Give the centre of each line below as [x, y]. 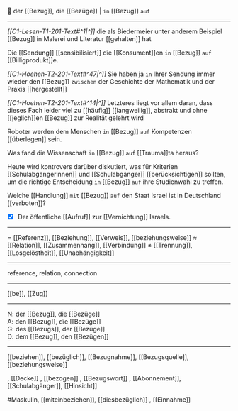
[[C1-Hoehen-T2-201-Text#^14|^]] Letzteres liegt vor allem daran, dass [110, 103]
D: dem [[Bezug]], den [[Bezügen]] [58, 336]
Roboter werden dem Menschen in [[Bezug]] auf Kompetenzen [100, 132]
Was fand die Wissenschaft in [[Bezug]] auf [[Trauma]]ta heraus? [103, 153]
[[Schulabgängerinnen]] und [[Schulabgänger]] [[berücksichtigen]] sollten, [117, 174]
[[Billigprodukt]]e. [33, 60]
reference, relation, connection [52, 273]
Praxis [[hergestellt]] [37, 89]
